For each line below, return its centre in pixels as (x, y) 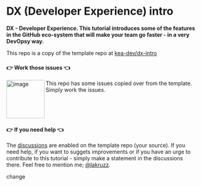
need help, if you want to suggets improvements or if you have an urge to (99, 152)
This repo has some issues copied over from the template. (119, 83)
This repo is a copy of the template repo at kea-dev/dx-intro (82, 53)
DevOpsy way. (25, 41)
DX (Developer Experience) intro (90, 11)
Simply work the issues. (75, 90)
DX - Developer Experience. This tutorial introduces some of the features (101, 28)
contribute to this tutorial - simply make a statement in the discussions (95, 158)
